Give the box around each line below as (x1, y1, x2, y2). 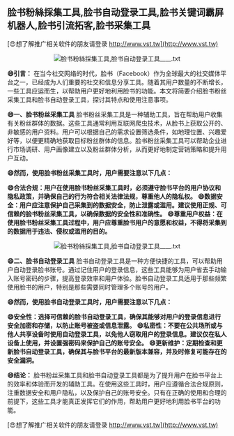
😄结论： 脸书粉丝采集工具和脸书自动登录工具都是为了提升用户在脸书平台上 (7, 370, 223, 379)
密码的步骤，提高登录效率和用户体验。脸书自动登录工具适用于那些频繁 (25, 274, 227, 283)
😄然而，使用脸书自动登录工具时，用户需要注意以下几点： (7, 297, 173, 306)
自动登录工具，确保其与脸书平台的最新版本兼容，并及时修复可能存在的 (25, 347, 227, 356)
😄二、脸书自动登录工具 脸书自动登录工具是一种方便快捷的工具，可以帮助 (7, 257, 217, 265)
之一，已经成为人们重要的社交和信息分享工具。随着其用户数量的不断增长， (13, 77, 227, 86)
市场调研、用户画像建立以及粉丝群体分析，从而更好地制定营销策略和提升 (13, 145, 221, 153)
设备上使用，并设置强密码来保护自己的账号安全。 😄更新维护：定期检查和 (7, 338, 217, 347)
